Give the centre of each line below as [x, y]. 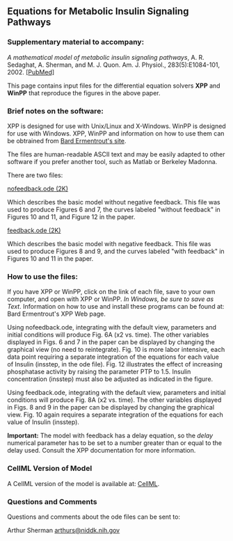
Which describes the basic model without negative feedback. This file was [114, 202]
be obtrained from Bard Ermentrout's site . [67, 140]
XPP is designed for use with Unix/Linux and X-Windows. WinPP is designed [116, 126]
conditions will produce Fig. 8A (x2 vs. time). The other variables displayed [114, 400]
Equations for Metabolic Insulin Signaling [98, 11]
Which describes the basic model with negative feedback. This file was [109, 243]
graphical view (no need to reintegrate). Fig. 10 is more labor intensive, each [116, 350]
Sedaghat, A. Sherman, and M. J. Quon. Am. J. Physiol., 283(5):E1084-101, [114, 65]
